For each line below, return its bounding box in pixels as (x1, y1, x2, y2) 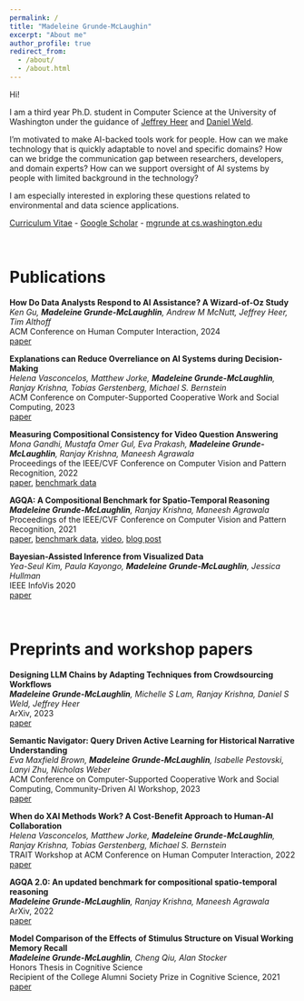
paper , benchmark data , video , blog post (9, 533, 162, 544)
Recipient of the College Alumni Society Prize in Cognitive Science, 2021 (9, 971, 280, 982)
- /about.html (17, 65, 71, 74)
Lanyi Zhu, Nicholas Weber (9, 764, 112, 775)
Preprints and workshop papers (9, 639, 253, 659)
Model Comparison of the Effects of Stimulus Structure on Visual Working (9, 933, 294, 944)
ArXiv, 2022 (9, 906, 54, 916)
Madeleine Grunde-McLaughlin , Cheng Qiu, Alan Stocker (9, 952, 228, 963)
